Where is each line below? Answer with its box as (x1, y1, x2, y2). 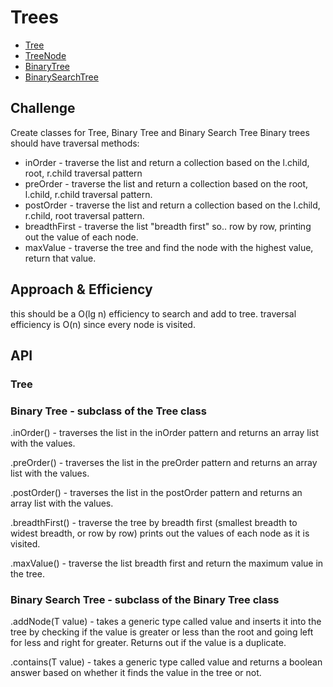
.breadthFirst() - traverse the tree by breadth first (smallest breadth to (10, 517, 298, 529)
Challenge (10, 100, 76, 117)
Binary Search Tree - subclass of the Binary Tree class (10, 593, 280, 607)
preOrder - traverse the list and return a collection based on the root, (24, 177, 309, 190)
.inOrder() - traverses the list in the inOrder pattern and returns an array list (10, 427, 320, 439)
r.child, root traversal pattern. (24, 209, 145, 221)
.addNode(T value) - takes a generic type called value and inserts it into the (10, 616, 322, 628)
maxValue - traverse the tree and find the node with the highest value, (24, 241, 314, 253)
